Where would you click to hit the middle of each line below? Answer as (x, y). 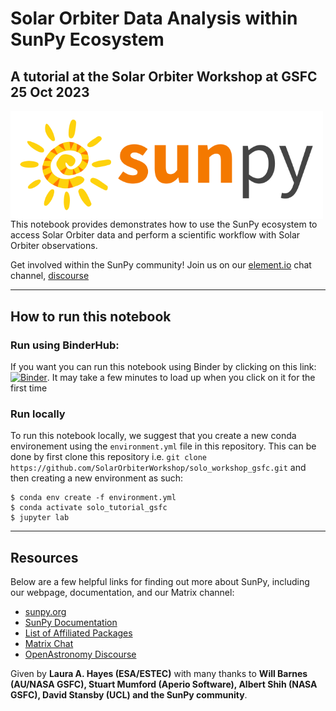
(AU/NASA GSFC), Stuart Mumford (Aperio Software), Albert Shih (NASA (164, 684)
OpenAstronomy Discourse (80, 654)
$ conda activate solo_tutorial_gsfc (89, 508)
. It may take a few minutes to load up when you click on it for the (181, 378)
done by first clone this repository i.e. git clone (108, 457)
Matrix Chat (49, 644)
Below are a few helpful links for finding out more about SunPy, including (160, 582)
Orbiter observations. (54, 246)
